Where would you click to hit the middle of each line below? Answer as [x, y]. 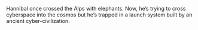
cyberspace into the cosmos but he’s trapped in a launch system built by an [99, 15]
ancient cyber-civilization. [38, 21]
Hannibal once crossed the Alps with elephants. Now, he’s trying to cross [96, 9]
